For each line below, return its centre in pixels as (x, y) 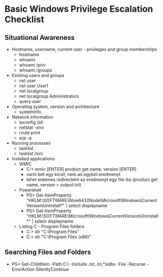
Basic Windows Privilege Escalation (79, 9)
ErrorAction (23, 269)
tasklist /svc (31, 153)
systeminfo (30, 112)
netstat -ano (31, 127)
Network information (33, 117)
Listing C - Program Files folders (52, 226)
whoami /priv (32, 65)
